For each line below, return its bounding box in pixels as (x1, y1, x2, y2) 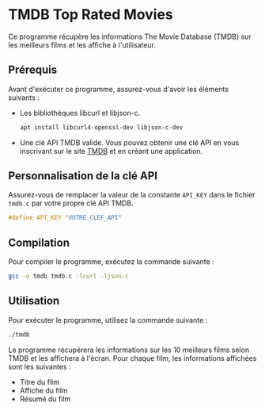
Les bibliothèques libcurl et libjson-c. (19, 108, 141, 117)
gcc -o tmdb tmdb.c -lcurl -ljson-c (8, 272, 129, 281)
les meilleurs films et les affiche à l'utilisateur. (8, 40, 157, 49)
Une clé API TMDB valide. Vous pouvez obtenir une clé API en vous (19, 137, 240, 148)
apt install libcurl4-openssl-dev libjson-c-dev (19, 123, 184, 132)
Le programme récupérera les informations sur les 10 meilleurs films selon (8, 345, 250, 354)
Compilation (8, 236, 70, 249)
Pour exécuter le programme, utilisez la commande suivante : (8, 315, 208, 324)
